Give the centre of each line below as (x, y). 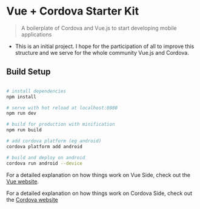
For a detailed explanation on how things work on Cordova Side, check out (99, 193)
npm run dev (21, 114)
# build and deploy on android (46, 157)
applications (36, 34)
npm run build (24, 130)
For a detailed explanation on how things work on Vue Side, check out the (98, 175)
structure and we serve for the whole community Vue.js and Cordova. (102, 52)
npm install (21, 97)
